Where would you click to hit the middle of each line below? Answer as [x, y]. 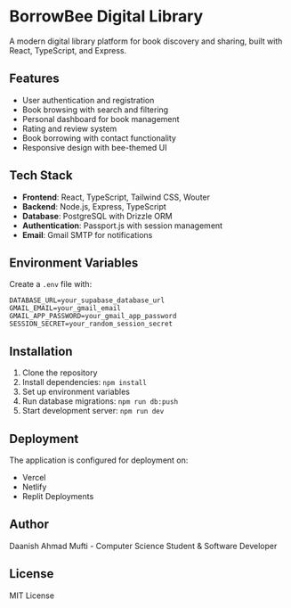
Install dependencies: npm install [84, 382]
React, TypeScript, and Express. [68, 50]
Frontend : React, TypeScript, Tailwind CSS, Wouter [116, 197]
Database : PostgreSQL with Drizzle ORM [97, 216]
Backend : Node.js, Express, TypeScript [94, 206]
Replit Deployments [58, 496]
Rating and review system [69, 128]
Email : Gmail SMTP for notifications [87, 234]
